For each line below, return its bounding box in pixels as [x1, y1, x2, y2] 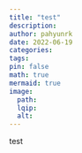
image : [9, 87, 34, 96]
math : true [9, 71, 49, 80]
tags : [9, 54, 29, 63]
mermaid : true [9, 79, 62, 88]
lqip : [17, 103, 38, 112]
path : [17, 95, 38, 104]
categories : [9, 46, 53, 55]
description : [9, 21, 57, 30]
